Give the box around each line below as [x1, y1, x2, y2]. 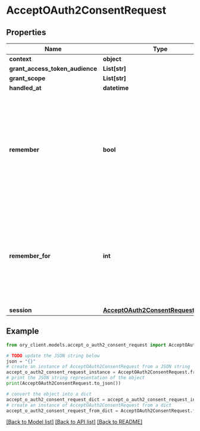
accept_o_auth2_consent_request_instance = [6, 369, 116, 375]
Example [6, 326, 39, 336]
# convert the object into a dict [6, 391, 92, 397]
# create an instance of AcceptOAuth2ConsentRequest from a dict [6, 402, 171, 408]
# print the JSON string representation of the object [6, 375, 145, 381]
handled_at [9, 84, 42, 92]
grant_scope [9, 74, 46, 82]
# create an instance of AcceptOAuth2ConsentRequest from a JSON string [6, 364, 190, 370]
